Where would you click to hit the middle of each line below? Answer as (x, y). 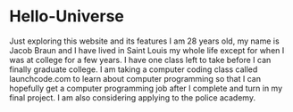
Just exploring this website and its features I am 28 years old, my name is (144, 41)
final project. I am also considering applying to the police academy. (133, 97)
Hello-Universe (67, 16)
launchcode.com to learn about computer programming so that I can (135, 78)
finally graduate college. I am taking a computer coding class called (134, 69)
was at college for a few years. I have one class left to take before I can (140, 60)
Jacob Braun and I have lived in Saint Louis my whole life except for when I (147, 50)
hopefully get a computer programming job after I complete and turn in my (146, 88)
